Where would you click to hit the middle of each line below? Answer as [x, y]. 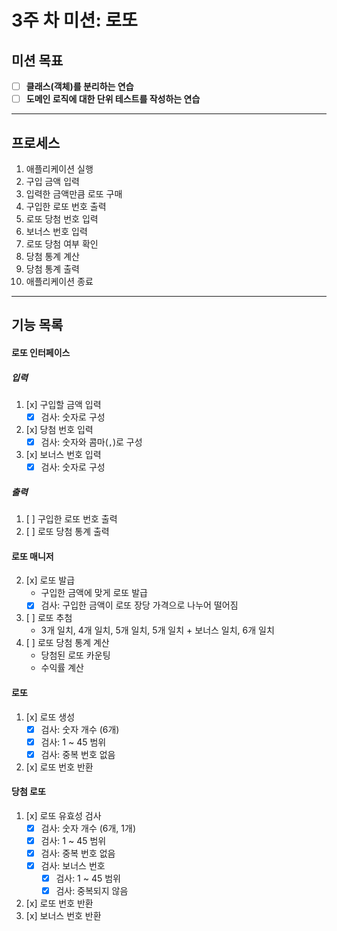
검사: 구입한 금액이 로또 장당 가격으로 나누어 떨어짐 [139, 605]
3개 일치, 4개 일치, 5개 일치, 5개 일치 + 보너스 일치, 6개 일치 [157, 630]
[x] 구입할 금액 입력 [63, 404]
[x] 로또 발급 [50, 580]
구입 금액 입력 [52, 181]
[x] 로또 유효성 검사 [63, 815]
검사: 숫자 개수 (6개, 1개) [88, 828]
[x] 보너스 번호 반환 [63, 916]
